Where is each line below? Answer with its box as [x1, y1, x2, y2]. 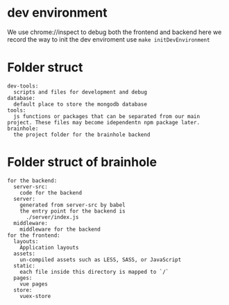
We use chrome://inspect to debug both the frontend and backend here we [7, 28, 222, 36]
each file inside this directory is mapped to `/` [19, 268, 169, 275]
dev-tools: [7, 82, 39, 90]
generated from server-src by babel [19, 201, 126, 208]
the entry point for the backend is [19, 207, 126, 215]
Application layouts [19, 244, 79, 251]
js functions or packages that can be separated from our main [13, 113, 200, 119]
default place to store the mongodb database [13, 101, 148, 108]
